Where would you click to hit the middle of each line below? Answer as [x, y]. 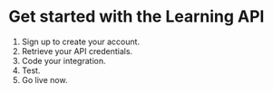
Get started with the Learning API [136, 17]
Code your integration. [63, 60]
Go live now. [44, 79]
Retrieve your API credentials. [77, 51]
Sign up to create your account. [81, 42]
